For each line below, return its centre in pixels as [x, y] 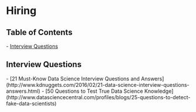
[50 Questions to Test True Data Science [94, 91]
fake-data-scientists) [31, 103]
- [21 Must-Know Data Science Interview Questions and [73, 78]
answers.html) [23, 91]
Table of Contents [39, 32]
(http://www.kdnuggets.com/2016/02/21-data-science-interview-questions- [98, 85]
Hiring [21, 11]
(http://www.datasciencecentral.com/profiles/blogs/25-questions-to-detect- [98, 97]
